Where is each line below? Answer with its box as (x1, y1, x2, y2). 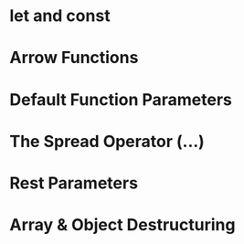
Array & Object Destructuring (9, 215, 236, 236)
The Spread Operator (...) (9, 131, 206, 152)
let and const (9, 5, 111, 27)
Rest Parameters (9, 173, 139, 193)
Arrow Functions (9, 48, 139, 69)
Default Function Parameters (9, 89, 233, 110)
